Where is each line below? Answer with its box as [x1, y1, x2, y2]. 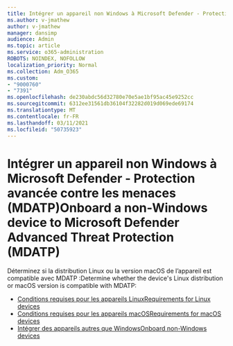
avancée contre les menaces [7, 185, 177, 201]
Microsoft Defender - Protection [7, 170, 196, 186]
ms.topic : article [7, 42, 60, 49]
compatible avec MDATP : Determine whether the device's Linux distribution [7, 274, 223, 282]
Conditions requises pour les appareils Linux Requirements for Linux [17, 295, 211, 303]
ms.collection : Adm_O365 [7, 68, 79, 75]
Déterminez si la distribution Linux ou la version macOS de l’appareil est [7, 267, 212, 275]
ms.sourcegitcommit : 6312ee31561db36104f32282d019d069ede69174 [7, 100, 194, 107]
